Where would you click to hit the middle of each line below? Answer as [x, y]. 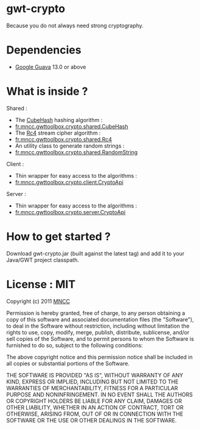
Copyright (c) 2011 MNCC [38, 301]
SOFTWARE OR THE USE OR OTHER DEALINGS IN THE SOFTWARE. [91, 420]
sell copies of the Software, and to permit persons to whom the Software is [100, 339]
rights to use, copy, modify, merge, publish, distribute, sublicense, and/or [98, 332]
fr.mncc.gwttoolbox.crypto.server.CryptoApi [70, 212]
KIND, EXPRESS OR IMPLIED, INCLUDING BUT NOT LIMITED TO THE [92, 382]
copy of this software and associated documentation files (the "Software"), [100, 319]
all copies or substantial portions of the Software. [68, 363]
